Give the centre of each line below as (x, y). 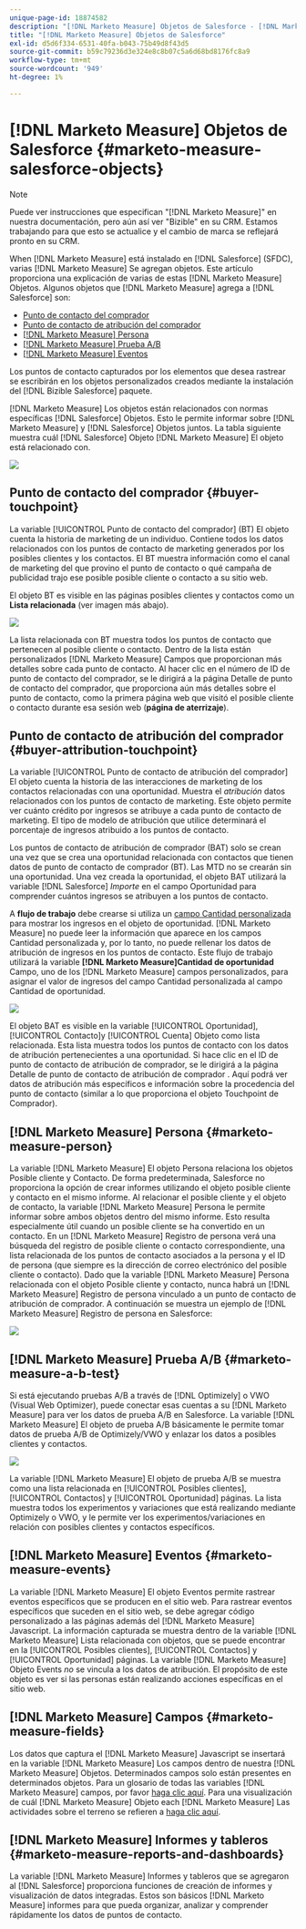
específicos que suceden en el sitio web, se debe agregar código (132, 1611)
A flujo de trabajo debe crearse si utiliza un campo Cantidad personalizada (150, 914)
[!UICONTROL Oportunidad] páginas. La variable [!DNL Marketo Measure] (148, 1659)
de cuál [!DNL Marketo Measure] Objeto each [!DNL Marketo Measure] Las (150, 1801)
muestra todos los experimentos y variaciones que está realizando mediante (153, 1507)
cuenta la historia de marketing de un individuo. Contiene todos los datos (147, 539)
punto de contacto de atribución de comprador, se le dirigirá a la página (144, 1065)
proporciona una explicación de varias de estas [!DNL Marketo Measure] (146, 278)
